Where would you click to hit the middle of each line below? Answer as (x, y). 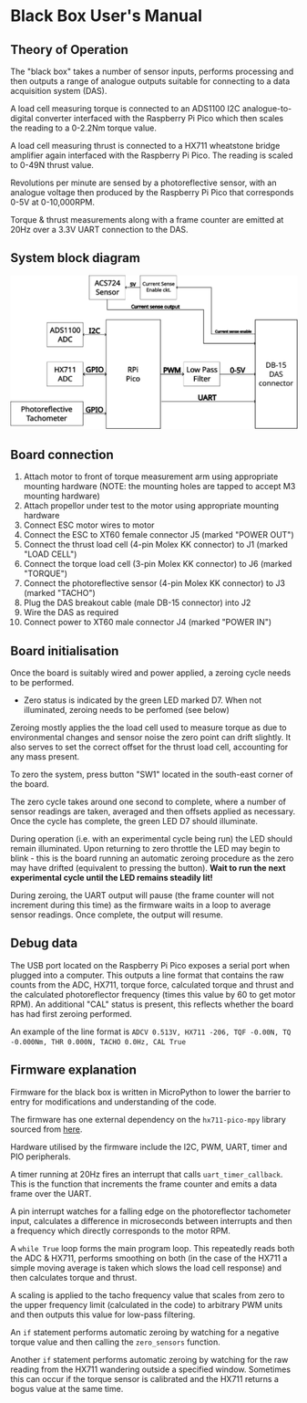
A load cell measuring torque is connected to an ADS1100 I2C (125, 109)
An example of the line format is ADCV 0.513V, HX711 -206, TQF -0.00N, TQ (151, 1031)
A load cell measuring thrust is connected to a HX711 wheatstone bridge (145, 146)
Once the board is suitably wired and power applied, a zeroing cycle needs (151, 673)
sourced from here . (46, 1129)
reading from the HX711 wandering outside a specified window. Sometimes (150, 1369)
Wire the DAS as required (71, 613)
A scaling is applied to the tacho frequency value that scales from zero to (148, 1295)
